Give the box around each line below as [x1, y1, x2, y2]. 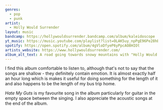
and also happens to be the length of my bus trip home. [5, 81, 116, 87]
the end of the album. [5, 100, 48, 107]
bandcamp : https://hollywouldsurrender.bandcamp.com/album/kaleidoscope [5, 34, 155, 39]
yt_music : [5, 39, 25, 44]
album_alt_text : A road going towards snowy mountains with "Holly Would [5, 52, 158, 57]
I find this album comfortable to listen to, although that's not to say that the [5, 65, 154, 71]
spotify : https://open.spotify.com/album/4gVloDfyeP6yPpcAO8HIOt [5, 43, 140, 48]
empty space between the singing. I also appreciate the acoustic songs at [5, 95, 153, 101]
